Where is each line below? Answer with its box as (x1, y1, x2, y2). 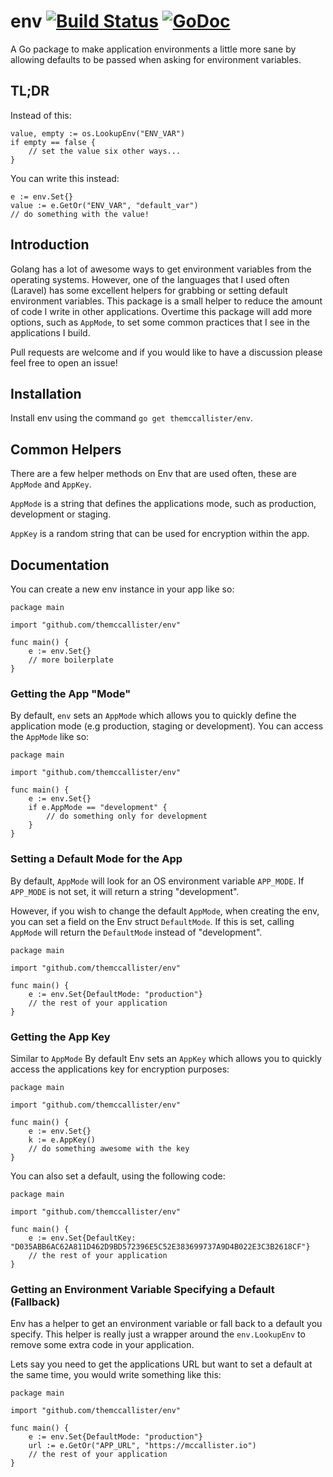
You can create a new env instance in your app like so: (10, 583, 235, 595)
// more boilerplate (28, 655, 114, 665)
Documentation (10, 556, 110, 574)
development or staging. (10, 508, 112, 520)
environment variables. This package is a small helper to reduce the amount (10, 295, 323, 307)
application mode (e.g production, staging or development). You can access (10, 720, 324, 732)
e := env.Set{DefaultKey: (28, 1233, 137, 1243)
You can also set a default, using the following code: (10, 1170, 226, 1182)
